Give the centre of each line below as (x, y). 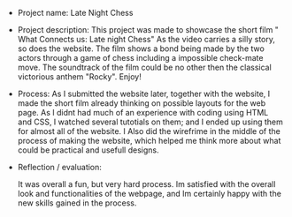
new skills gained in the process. (77, 203)
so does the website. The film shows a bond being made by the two (141, 49)
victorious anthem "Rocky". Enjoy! (79, 77)
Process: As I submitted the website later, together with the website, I (144, 94)
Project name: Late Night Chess (75, 13)
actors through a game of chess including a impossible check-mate (140, 58)
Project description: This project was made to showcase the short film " (148, 30)
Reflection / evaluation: (59, 167)
